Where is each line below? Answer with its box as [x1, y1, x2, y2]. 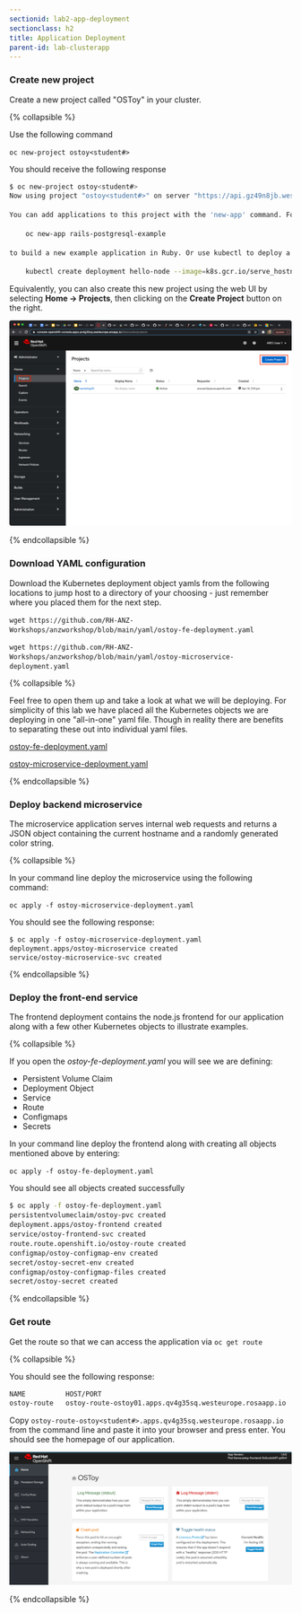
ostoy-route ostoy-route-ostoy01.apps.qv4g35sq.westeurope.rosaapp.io [9, 1398, 287, 1408]
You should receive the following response [9, 163, 167, 174]
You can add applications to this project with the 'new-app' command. [9, 211, 282, 220]
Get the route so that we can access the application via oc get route [9, 1336, 262, 1346]
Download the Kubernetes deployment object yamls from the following [9, 577, 271, 588]
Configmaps [21, 1111, 68, 1122]
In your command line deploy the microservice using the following [9, 872, 253, 883]
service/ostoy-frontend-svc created [9, 1230, 146, 1239]
